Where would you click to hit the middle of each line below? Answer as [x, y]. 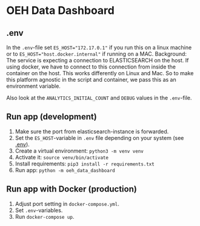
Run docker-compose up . [45, 216]
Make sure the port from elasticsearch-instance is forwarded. [92, 131]
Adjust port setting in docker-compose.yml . [67, 204]
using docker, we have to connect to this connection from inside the [91, 67]
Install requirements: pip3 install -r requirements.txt [85, 164]
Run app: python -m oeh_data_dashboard [65, 170]
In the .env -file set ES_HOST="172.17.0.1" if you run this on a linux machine [99, 47]
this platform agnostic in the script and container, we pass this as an [92, 80]
